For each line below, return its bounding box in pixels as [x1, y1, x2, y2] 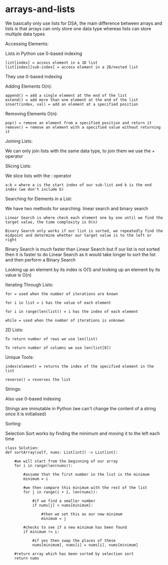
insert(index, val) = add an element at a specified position [5, 102, 138, 107]
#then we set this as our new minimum [41, 512, 123, 517]
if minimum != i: [23, 529, 59, 534]
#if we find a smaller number [32, 498, 96, 504]
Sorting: [5, 420, 22, 426]
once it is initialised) [5, 411, 47, 417]
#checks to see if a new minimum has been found [23, 525, 127, 530]
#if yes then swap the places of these [32, 538, 116, 543]
